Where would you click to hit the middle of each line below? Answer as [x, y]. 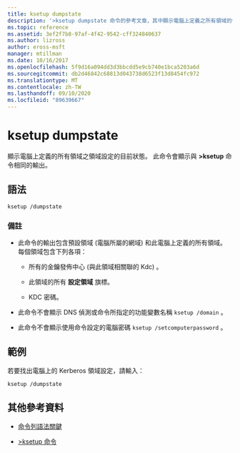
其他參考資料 [36, 408]
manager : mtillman [35, 54]
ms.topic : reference [38, 27]
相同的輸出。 [32, 165]
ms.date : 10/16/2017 [38, 61]
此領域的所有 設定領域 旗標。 [71, 282]
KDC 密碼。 [45, 297]
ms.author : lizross [36, 41]
